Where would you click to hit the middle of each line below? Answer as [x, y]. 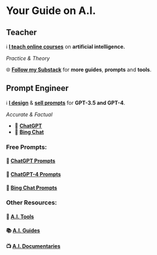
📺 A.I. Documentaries [33, 246]
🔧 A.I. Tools [20, 216]
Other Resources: [32, 202]
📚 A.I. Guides [23, 230]
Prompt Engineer [37, 88]
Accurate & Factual [29, 114]
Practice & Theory [28, 58]
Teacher [21, 32]
